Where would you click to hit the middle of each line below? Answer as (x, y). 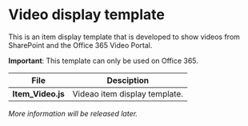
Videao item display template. (128, 93)
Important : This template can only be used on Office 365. (103, 61)
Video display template (87, 15)
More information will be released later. (73, 113)
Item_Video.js (39, 93)
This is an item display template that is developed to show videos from (124, 37)
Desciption (128, 80)
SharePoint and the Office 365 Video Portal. (80, 45)
